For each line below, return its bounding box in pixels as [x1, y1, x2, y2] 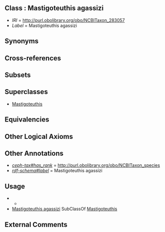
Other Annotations [4, 149, 64, 157]
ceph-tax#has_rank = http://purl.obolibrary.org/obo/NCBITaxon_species [11, 162, 160, 168]
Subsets [4, 71, 31, 79]
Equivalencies [4, 116, 49, 124]
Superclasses [4, 88, 48, 96]
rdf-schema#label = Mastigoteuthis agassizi [11, 168, 103, 174]
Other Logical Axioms [4, 132, 73, 141]
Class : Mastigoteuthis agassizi [4, 4, 104, 12]
